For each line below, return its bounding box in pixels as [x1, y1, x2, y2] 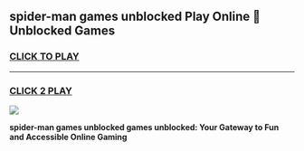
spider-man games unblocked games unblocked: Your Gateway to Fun [9, 121, 280, 132]
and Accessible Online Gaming [9, 131, 128, 142]
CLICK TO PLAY [9, 51, 80, 63]
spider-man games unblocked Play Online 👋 [9, 9, 261, 24]
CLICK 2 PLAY [9, 84, 72, 97]
